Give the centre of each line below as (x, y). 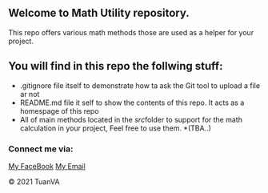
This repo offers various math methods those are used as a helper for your (131, 32)
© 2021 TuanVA (34, 181)
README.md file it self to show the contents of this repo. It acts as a (132, 103)
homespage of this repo (59, 111)
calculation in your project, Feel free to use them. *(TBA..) (116, 128)
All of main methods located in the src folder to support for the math (131, 119)
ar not (30, 94)
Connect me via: (41, 149)
